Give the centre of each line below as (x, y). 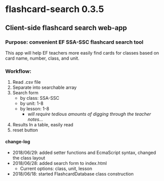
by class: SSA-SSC (39, 98)
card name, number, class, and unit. (42, 58)
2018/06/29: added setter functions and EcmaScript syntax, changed (84, 153)
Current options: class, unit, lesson (56, 168)
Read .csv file (27, 82)
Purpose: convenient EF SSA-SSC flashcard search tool (74, 42)
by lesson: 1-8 (34, 109)
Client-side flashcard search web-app (66, 28)
